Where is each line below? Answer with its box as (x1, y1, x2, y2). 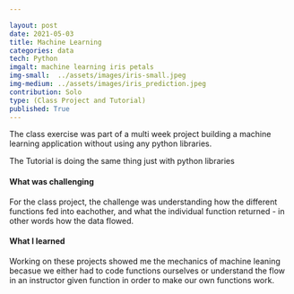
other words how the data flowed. (9, 215, 134, 226)
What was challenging (9, 176, 94, 186)
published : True (9, 104, 70, 113)
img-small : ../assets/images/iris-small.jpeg (9, 71, 186, 81)
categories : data (9, 46, 74, 55)
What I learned (9, 236, 65, 246)
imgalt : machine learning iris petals (9, 63, 154, 72)
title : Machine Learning (9, 38, 102, 47)
